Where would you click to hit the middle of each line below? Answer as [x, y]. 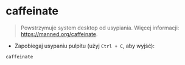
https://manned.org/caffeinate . [59, 34]
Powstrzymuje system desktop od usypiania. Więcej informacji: [100, 28]
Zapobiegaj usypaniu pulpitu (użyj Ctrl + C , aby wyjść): [84, 46]
